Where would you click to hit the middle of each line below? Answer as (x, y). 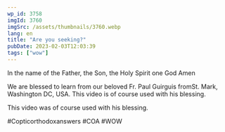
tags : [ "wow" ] (28, 53)
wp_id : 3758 (25, 14)
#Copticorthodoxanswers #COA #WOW (65, 121)
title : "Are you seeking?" (47, 40)
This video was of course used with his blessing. (78, 107)
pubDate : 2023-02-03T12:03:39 (52, 46)
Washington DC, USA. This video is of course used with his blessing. (107, 94)
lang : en (20, 33)
